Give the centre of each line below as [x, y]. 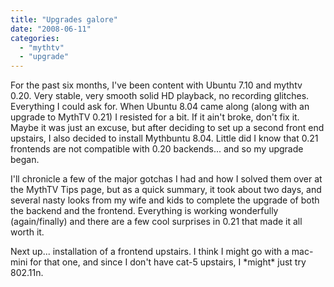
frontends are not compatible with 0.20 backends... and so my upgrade [157, 149]
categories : [35, 38]
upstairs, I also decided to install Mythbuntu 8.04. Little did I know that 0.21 [164, 138]
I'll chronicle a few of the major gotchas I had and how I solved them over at [166, 179]
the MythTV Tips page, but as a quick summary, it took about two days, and [166, 190]
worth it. [27, 232]
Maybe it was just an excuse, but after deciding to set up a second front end [167, 128]
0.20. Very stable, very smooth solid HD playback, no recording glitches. [160, 96]
